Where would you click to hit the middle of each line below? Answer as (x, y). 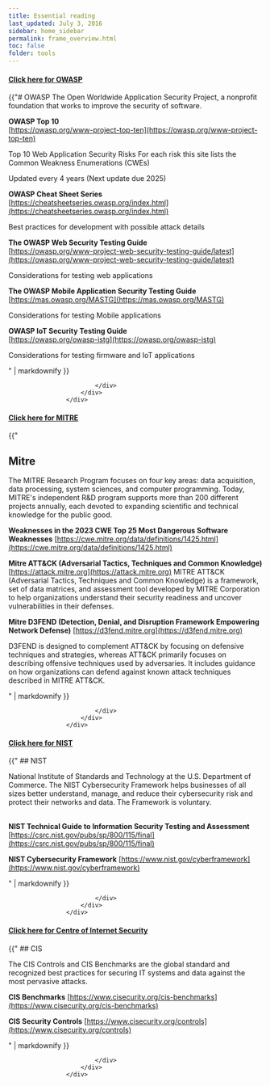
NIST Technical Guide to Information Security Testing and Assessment (129, 827)
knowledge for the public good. (60, 515)
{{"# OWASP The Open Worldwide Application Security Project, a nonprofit (133, 97)
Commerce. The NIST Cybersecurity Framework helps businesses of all (127, 785)
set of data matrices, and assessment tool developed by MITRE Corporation (134, 589)
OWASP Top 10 (34, 121)
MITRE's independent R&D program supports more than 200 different (124, 498)
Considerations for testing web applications (81, 276)
